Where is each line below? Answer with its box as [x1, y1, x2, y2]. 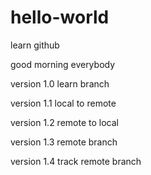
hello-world [10, 6, 110, 29]
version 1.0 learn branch [10, 77, 110, 90]
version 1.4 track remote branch [10, 155, 142, 167]
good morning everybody [10, 58, 116, 70]
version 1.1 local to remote [10, 97, 117, 109]
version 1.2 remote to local [10, 116, 119, 128]
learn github [10, 39, 60, 51]
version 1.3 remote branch [10, 136, 118, 148]
